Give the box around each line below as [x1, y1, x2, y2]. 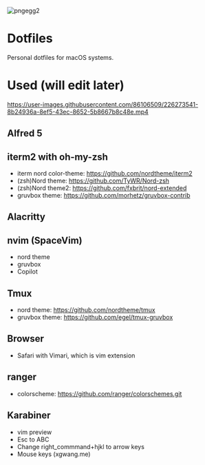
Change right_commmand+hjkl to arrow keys [17, 442, 144, 451]
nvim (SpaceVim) [7, 234, 83, 246]
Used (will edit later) [7, 78, 125, 93]
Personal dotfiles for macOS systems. [7, 53, 114, 61]
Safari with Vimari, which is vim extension [17, 351, 136, 360]
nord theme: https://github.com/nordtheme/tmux [17, 306, 156, 314]
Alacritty [7, 211, 46, 223]
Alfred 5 [7, 127, 43, 139]
